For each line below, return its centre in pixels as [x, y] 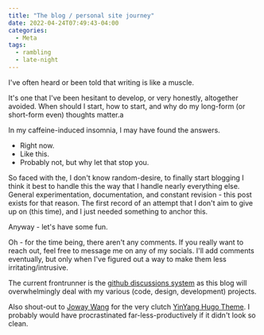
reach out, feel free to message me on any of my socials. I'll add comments [131, 250]
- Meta [26, 38]
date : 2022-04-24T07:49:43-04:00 [64, 23]
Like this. [35, 154]
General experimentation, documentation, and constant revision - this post [130, 194]
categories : [28, 30]
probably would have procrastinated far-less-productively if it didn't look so [132, 315]
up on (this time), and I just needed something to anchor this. [108, 211]
